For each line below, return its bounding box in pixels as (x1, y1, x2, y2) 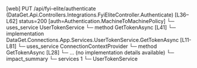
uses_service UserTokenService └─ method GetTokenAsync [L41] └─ (6, 24, 176, 31)
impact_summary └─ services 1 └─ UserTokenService (6, 56, 138, 62)
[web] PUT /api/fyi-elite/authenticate (6, 5, 96, 12)
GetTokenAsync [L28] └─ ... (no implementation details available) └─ (6, 49, 174, 56)
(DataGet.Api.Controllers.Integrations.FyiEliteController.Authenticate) (6, 11, 174, 18)
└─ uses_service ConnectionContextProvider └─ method (17, 43, 157, 50)
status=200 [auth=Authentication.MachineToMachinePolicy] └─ (18, 18, 175, 24)
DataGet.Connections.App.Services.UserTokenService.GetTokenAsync (6, 37, 179, 43)
